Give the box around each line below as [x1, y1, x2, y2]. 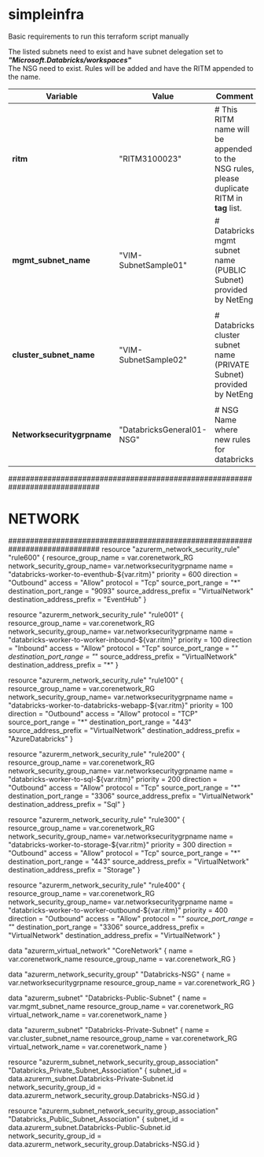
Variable [46, 91, 79, 102]
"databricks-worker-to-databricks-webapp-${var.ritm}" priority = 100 [8, 700, 233, 710]
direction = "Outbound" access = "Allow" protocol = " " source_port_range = [8, 913, 254, 923]
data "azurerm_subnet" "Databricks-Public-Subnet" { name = [8, 993, 207, 1003]
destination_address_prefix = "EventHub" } [8, 594, 147, 604]
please [214, 173, 240, 184]
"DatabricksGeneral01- [119, 424, 207, 435]
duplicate [214, 183, 249, 194]
